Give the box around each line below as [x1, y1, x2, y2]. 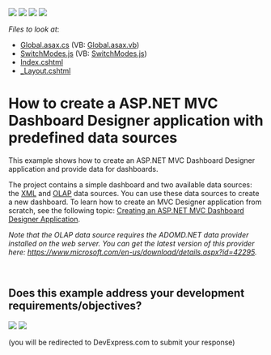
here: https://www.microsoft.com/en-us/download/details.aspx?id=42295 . [8, 247, 257, 257]
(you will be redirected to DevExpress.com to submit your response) [8, 337, 235, 347]
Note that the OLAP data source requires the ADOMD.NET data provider [8, 229, 249, 239]
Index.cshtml [19, 58, 63, 66]
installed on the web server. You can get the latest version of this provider [8, 238, 255, 248]
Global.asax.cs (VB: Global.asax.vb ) [19, 41, 140, 49]
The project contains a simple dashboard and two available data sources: [8, 179, 252, 190]
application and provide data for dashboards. [8, 164, 159, 173]
